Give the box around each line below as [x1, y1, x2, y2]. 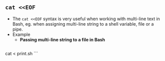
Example [12, 31, 31, 37]
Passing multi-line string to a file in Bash [19, 36, 106, 42]
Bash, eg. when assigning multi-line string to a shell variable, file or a [12, 21, 154, 27]
